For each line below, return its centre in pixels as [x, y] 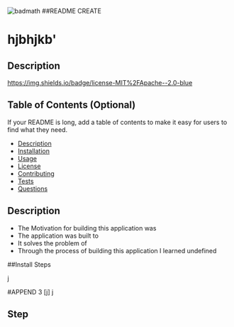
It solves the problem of [52, 243]
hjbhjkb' [32, 40]
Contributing [36, 173]
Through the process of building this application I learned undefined [117, 250]
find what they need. [38, 129]
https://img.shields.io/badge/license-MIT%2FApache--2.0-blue [100, 83]
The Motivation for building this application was [87, 228]
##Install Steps [29, 264]
